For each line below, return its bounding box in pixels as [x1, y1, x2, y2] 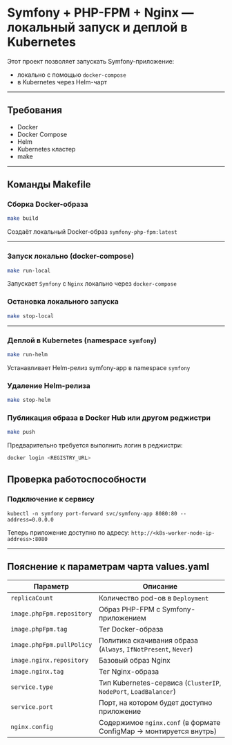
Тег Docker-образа [99, 624, 164, 634]
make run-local [7, 267, 51, 274]
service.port [10, 703, 54, 710]
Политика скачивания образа [99, 635, 198, 645]
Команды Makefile [7, 178, 91, 191]
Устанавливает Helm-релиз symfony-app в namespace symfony [7, 363, 191, 371]
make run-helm [7, 351, 48, 358]
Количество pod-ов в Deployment [99, 593, 209, 603]
